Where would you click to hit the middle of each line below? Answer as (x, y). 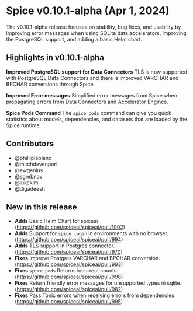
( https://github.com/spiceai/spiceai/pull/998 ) (69, 277)
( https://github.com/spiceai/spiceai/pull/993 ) (69, 264)
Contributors (30, 144)
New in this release (42, 207)
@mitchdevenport (36, 164)
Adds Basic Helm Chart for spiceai (56, 221)
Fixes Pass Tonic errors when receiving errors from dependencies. (95, 295)
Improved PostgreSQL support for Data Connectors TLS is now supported (97, 72)
